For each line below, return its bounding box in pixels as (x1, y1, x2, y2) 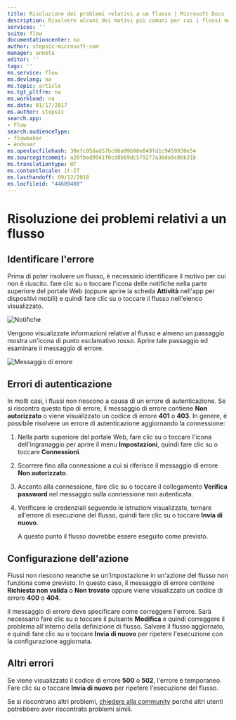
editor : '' (7, 56, 39, 63)
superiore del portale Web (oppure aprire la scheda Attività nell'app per (7, 287, 216, 295)
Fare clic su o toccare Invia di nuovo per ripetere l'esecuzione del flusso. (7, 683, 219, 692)
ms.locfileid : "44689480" (7, 180, 83, 187)
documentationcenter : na (7, 37, 80, 44)
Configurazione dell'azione (7, 553, 129, 565)
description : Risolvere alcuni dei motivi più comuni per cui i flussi (7, 17, 221, 24)
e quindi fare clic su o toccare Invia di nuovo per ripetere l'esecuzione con (7, 630, 223, 638)
